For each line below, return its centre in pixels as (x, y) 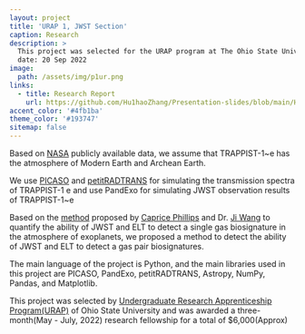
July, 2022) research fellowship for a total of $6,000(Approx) (174, 320)
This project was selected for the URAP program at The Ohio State (148, 52)
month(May (31, 320)
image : (22, 69)
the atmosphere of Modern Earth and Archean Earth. (108, 163)
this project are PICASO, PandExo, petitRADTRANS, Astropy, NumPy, (138, 274)
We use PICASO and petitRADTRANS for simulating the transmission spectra (152, 181)
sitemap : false (38, 128)
